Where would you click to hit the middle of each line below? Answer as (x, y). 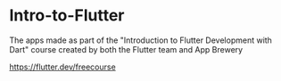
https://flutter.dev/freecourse (62, 67)
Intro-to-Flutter (67, 16)
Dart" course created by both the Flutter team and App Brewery (126, 49)
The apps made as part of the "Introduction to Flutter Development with (140, 40)
